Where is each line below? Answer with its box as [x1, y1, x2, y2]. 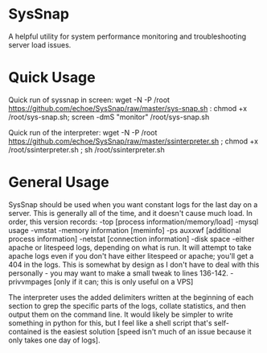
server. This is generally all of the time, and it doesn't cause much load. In [8, 208, 253, 218]
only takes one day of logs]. [8, 335, 101, 345]
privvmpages [8, 276, 52, 286]
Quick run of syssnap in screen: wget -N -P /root [8, 94, 170, 105]
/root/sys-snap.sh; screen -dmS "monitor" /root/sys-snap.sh [8, 112, 210, 122]
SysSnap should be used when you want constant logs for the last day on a [8, 199, 258, 210]
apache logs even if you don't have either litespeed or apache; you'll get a [8, 251, 254, 260]
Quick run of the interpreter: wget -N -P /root [8, 127, 158, 137]
